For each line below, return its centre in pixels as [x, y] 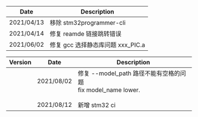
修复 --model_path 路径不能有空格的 [129, 73]
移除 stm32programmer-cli [88, 23]
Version [20, 62]
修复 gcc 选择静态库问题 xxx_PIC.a [98, 45]
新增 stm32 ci [97, 105]
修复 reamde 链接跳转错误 [86, 34]
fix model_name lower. [109, 90]
